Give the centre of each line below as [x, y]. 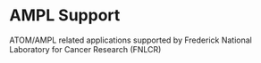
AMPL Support [65, 16]
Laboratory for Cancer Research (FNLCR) [85, 49]
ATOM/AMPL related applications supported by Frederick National [130, 40]
